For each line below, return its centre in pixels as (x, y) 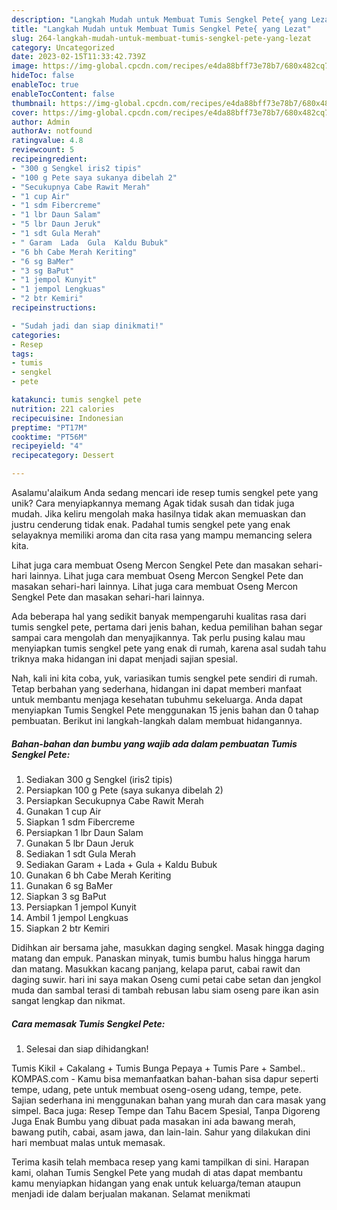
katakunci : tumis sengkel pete (76, 400)
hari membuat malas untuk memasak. (88, 1142)
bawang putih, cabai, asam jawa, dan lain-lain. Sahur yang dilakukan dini (161, 1132)
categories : (36, 335)
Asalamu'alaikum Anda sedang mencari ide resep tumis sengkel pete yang (165, 492)
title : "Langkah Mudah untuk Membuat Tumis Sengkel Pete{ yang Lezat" (161, 29)
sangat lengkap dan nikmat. (68, 1000)
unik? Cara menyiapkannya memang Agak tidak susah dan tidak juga (153, 503)
